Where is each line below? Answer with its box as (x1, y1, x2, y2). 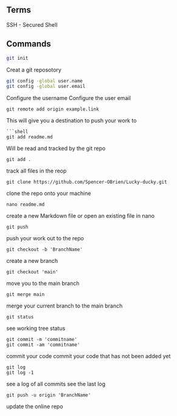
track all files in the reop (6, 167, 67, 174)
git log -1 (6, 370, 34, 376)
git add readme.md (6, 134, 53, 140)
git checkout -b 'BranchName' (6, 246, 83, 253)
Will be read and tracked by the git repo (6, 145, 106, 152)
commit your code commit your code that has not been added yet (6, 353, 171, 360)
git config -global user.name (6, 77, 83, 84)
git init (6, 55, 29, 61)
